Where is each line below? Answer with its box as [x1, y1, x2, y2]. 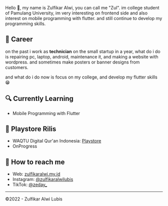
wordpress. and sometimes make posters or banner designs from [5, 59, 140, 65]
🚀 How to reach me [5, 157, 65, 166]
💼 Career [5, 35, 33, 43]
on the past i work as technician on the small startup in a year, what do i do [5, 48, 161, 54]
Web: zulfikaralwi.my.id [12, 171, 60, 177]
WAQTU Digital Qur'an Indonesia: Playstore [12, 138, 101, 144]
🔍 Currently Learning [5, 94, 74, 103]
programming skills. [5, 20, 46, 26]
